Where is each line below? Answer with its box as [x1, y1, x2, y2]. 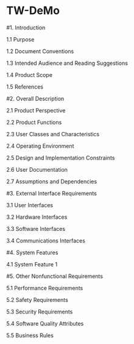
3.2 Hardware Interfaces [6, 213, 68, 221]
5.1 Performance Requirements [6, 284, 83, 291]
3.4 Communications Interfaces [6, 236, 85, 244]
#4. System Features [6, 249, 58, 256]
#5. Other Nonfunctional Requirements [6, 273, 104, 280]
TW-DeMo [6, 4, 60, 18]
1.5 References [6, 83, 44, 90]
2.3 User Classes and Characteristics [6, 130, 99, 137]
